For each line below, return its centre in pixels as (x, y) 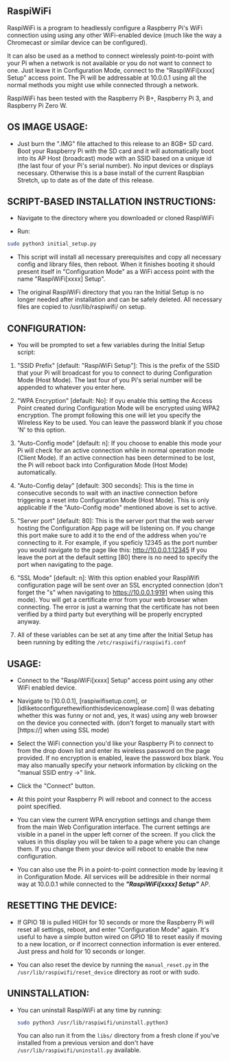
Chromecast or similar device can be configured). (77, 42)
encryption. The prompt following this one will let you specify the (109, 415)
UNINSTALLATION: (48, 993)
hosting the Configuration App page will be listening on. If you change (116, 528)
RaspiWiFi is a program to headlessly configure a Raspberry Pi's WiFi (105, 27)
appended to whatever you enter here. (71, 388)
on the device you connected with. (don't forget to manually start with (116, 723)
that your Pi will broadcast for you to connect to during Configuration (115, 373)
